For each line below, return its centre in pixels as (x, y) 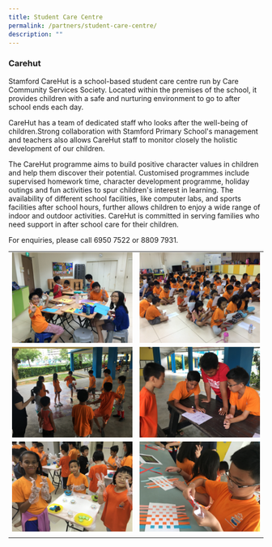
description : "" (36, 34)
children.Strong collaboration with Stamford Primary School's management (134, 131)
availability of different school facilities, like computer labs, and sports (125, 198)
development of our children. (57, 148)
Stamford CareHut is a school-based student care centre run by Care (123, 81)
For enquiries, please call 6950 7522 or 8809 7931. (93, 240)
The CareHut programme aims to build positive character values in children (134, 164)
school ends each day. (46, 107)
